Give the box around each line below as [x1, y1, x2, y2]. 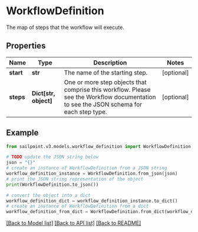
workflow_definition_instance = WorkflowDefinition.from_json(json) [6, 170, 178, 177]
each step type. [64, 108, 107, 116]
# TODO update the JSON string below [6, 154, 99, 160]
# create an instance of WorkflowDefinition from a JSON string [6, 165, 167, 171]
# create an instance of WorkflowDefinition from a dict [6, 203, 149, 210]
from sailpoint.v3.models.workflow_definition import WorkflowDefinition [6, 143, 192, 149]
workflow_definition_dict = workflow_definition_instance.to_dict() [6, 198, 178, 204]
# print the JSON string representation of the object [6, 176, 144, 182]
